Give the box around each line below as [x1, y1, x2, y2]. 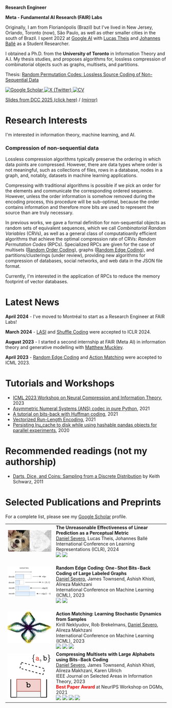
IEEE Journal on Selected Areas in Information [56, 673, 153, 679]
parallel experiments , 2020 [12, 427, 70, 434]
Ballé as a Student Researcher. [5, 41, 70, 47]
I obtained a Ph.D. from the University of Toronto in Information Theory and [5, 51, 165, 56]
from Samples [56, 616, 87, 622]
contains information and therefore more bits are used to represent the [5, 204, 155, 210]
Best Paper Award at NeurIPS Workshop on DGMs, [56, 684, 164, 690]
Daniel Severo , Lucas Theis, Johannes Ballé [56, 535, 148, 541]
